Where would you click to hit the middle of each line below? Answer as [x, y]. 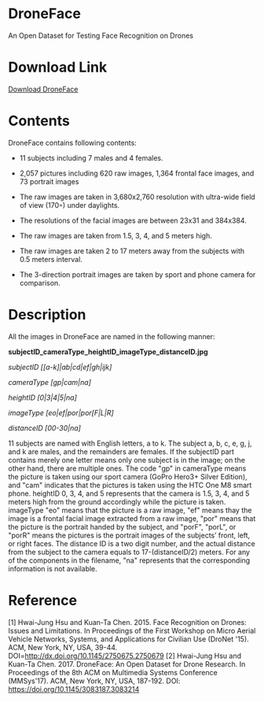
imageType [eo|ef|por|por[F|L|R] [61, 412]
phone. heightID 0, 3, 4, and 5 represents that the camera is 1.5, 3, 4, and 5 [129, 493]
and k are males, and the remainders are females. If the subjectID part [121, 451]
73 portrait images [49, 181]
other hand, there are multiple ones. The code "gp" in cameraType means [127, 468]
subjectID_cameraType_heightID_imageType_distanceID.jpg [108, 352]
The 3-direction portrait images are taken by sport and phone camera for [137, 274]
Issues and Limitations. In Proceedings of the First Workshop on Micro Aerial [132, 630]
